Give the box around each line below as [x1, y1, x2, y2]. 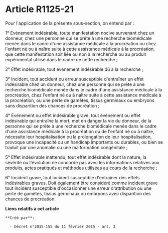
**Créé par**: [5, 215, 35, 220]
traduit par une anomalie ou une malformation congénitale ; [5, 144, 128, 150]
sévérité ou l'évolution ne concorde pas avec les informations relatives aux [5, 159, 159, 165]
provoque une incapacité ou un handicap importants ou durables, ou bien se [5, 139, 163, 145]
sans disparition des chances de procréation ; [5, 102, 100, 108]
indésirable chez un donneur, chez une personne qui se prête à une [5, 81, 145, 87]
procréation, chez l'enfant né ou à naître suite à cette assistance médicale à [5, 92, 161, 98]
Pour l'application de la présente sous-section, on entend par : [5, 20, 134, 26]
